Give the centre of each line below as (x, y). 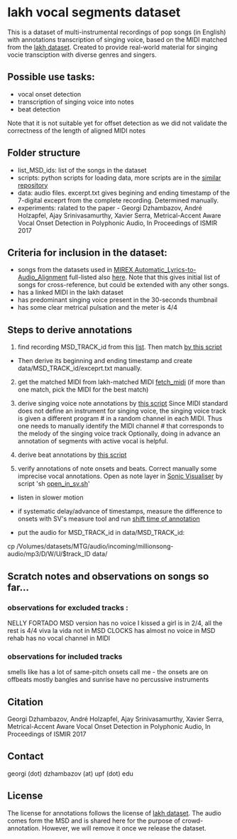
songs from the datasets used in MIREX (75, 270)
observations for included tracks (65, 656)
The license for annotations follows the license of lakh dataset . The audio (114, 813)
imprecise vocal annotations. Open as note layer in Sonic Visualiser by (120, 476)
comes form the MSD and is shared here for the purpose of (94, 821)
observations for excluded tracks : (68, 607)
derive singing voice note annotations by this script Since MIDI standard (123, 404)
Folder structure (44, 153)
